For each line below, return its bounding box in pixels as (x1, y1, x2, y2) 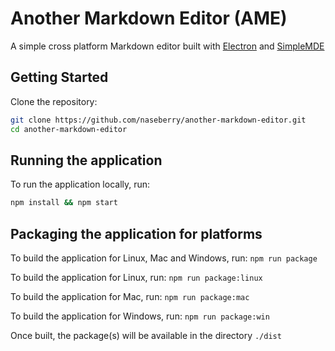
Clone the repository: (10, 95, 98, 107)
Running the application (10, 152, 163, 169)
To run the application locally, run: (10, 178, 151, 191)
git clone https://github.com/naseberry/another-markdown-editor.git (10, 115, 307, 125)
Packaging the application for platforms (10, 225, 263, 242)
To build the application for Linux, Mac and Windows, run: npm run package (10, 252, 318, 264)
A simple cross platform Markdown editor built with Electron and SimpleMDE (10, 40, 325, 52)
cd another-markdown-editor (10, 124, 128, 134)
